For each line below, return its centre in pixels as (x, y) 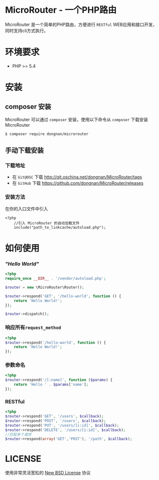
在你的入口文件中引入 (26, 209)
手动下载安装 (24, 150)
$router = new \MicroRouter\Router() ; (45, 287)
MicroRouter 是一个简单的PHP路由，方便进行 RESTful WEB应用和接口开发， (81, 24)
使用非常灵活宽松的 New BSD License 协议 (48, 473)
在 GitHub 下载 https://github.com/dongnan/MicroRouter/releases (78, 183)
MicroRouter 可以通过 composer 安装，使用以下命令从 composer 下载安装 (77, 119)
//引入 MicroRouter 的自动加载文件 (47, 223)
